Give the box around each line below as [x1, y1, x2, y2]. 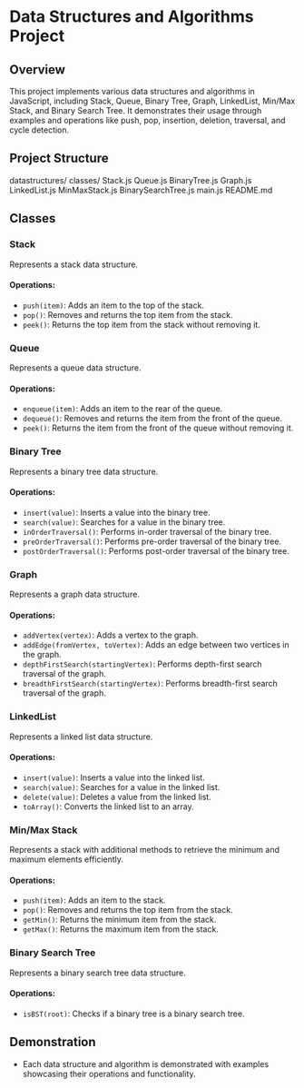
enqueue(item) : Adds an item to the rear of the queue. [22, 403, 223, 414]
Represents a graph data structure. [9, 589, 141, 599]
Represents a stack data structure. [9, 259, 139, 270]
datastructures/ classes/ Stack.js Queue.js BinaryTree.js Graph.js [9, 174, 252, 185]
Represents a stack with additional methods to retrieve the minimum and [9, 845, 279, 855]
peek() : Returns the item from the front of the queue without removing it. [22, 422, 294, 433]
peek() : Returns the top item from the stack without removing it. [22, 319, 260, 330]
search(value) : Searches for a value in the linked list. [22, 781, 221, 792]
